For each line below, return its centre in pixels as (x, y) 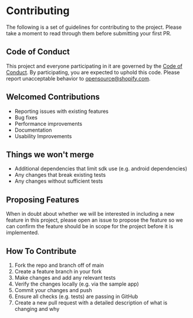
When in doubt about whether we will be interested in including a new (90, 214)
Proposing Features (43, 200)
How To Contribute (41, 251)
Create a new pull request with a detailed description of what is (91, 303)
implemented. (23, 233)
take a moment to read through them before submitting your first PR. (89, 33)
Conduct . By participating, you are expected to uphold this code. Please (93, 72)
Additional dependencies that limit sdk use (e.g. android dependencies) (101, 169)
